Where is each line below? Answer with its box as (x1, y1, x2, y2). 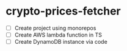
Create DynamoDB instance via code (14, 38, 107, 46)
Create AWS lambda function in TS (14, 32, 102, 38)
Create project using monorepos (14, 24, 96, 32)
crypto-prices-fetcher (5, 4, 121, 18)
